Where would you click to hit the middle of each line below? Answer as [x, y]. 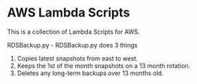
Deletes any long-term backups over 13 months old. [90, 73]
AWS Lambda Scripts [69, 13]
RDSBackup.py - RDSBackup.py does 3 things [72, 45]
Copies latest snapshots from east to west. [78, 58]
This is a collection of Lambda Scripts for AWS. [74, 32]
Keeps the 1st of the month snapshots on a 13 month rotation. [104, 65]
